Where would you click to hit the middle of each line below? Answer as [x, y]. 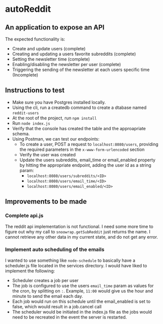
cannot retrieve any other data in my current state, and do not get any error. [81, 237]
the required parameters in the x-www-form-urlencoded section [82, 149]
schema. [21, 134]
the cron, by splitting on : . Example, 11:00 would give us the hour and [82, 291]
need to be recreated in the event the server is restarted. [69, 317]
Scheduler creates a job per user [45, 280]
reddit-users [26, 113]
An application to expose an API [55, 27]
